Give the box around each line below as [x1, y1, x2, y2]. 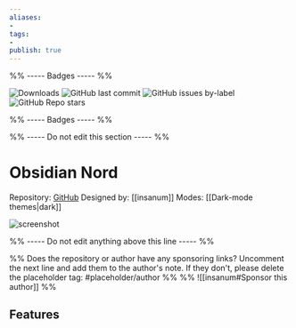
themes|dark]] [9, 202, 62, 212]
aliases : [9, 12, 42, 22]
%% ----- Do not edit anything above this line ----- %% [9, 236, 215, 247]
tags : [9, 29, 29, 38]
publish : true [9, 46, 62, 55]
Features [9, 308, 60, 323]
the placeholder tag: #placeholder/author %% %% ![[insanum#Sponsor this [9, 272, 288, 283]
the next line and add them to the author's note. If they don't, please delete [9, 263, 284, 274]
